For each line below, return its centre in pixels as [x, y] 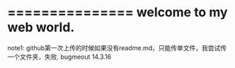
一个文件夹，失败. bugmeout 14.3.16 [59, 57]
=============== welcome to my [117, 12]
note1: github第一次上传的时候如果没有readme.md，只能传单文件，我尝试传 [117, 47]
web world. [41, 27]
